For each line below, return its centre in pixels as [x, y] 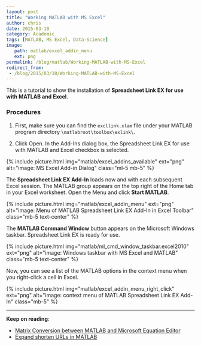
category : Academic [31, 34]
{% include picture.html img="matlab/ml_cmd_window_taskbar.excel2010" [98, 246]
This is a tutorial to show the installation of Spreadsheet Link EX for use [95, 90]
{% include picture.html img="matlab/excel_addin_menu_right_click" [90, 288]
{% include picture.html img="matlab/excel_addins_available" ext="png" [95, 161]
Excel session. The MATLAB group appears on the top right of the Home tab [100, 186]
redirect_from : [25, 68]
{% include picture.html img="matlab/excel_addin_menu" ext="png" [90, 204]
